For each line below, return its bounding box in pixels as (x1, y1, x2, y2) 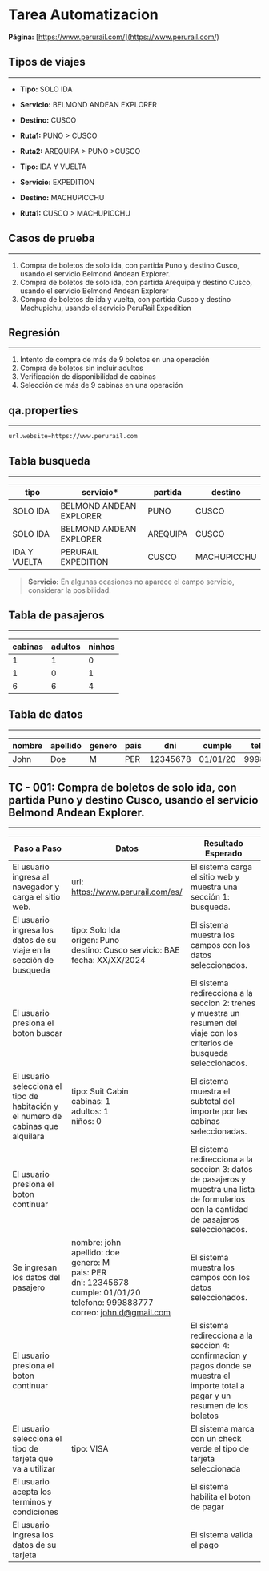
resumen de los (190, 1400, 249, 1412)
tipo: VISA (71, 1444, 109, 1455)
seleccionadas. (190, 1126, 247, 1137)
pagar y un (190, 1390, 231, 1401)
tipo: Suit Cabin (71, 1086, 130, 1097)
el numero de (12, 1111, 62, 1122)
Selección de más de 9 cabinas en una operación (19, 381, 183, 390)
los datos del (12, 1272, 61, 1283)
